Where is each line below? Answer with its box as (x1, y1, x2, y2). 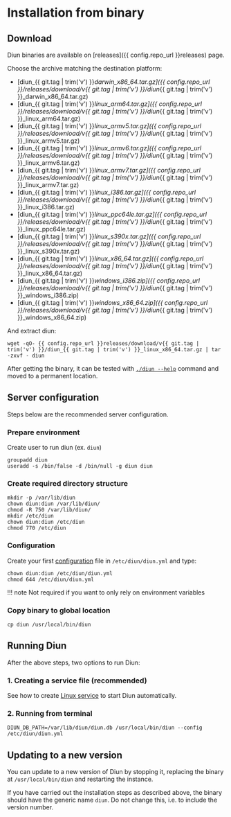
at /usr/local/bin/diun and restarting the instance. (7, 775, 154, 784)
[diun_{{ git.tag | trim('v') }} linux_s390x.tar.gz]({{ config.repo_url (17, 232, 201, 240)
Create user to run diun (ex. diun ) (7, 443, 102, 452)
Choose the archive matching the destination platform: (7, 64, 163, 72)
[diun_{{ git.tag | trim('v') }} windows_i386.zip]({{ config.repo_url (17, 276, 201, 285)
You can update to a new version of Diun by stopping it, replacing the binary (7, 768, 224, 776)
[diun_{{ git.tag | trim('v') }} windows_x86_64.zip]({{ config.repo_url (17, 299, 208, 306)
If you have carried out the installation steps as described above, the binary (7, 789, 223, 797)
